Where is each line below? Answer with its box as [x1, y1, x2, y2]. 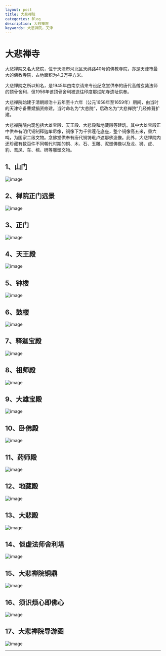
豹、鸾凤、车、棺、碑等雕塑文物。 [5, 147, 75, 153]
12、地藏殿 [5, 482, 39, 491]
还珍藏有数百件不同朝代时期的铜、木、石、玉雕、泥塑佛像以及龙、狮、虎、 [5, 141, 157, 147]
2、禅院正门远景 [5, 192, 55, 201]
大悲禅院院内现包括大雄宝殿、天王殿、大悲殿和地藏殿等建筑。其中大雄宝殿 [5, 122, 157, 128]
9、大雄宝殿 [5, 395, 42, 404]
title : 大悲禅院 [5, 12, 36, 17]
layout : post [5, 7, 32, 12]
